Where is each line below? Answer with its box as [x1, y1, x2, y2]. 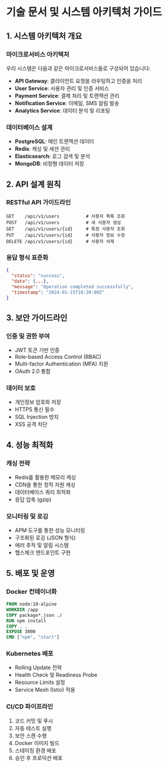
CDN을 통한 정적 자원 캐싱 [14, 481, 76, 488]
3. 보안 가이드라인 [6, 313, 68, 323]
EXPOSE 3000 [6, 629, 36, 635]
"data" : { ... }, [11, 278, 49, 284]
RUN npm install [6, 618, 46, 623]
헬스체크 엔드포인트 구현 [14, 549, 71, 556]
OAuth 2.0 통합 [14, 368, 51, 375]
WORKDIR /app [6, 606, 39, 613]
